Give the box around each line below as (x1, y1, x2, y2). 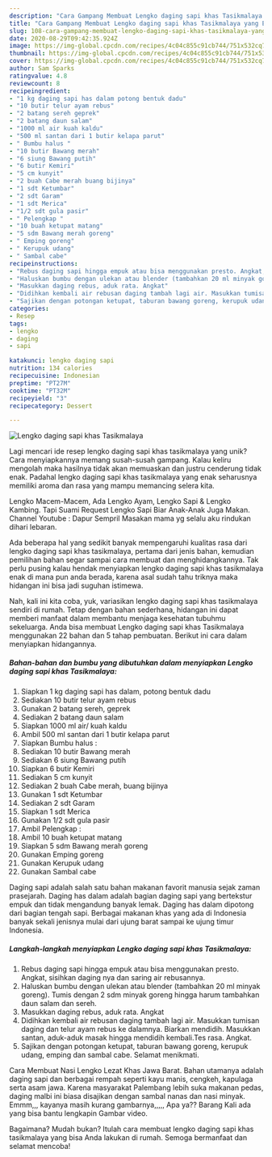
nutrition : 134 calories (9, 364, 93, 372)
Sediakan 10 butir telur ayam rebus (20, 695, 136, 705)
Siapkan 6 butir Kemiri (20, 764, 95, 773)
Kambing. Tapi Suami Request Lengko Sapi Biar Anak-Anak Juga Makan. (9, 505, 250, 515)
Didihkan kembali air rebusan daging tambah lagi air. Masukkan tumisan (20, 1016, 260, 1025)
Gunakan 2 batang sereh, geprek (20, 704, 131, 714)
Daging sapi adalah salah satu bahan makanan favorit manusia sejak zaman (9, 882, 261, 892)
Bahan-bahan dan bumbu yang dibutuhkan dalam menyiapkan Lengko (9, 657, 253, 667)
